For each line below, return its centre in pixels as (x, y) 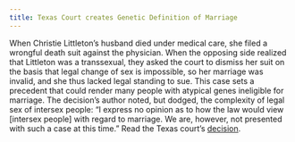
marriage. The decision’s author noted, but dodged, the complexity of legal (147, 100)
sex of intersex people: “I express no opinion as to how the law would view (147, 109)
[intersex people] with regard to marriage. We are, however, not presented (146, 119)
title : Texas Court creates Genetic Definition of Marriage (124, 17)
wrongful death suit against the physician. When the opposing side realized (148, 52)
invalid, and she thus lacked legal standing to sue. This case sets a (132, 80)
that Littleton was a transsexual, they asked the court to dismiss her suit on (147, 62)
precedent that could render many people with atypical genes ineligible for (147, 90)
